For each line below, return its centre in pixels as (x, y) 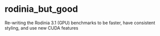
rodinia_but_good (41, 9)
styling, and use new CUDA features (41, 28)
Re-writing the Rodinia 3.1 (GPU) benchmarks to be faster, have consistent (80, 23)
